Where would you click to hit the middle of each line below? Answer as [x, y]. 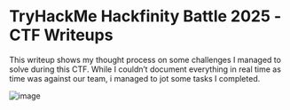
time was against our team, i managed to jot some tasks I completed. [135, 78]
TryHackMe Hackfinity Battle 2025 [140, 16]
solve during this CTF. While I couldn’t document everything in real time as [145, 69]
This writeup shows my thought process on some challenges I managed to [145, 59]
